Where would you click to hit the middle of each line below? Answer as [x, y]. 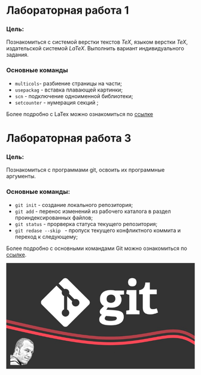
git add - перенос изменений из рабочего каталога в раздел [93, 211]
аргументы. [21, 176]
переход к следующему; [46, 236]
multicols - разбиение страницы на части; [68, 83]
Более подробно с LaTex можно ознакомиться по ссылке [80, 114]
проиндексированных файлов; [54, 217]
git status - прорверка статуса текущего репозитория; [86, 224]
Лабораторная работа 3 [69, 138]
